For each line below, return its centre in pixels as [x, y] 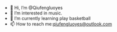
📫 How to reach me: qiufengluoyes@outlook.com [61, 24]
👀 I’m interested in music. [36, 13]
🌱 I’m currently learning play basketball [50, 18]
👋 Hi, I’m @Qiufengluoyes [36, 8]
